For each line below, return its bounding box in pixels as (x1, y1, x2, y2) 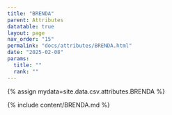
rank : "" (13, 68, 39, 75)
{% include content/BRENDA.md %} (7, 100, 110, 109)
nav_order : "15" (7, 36, 54, 43)
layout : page (7, 29, 45, 37)
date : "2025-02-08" (7, 49, 64, 56)
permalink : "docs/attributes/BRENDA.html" (7, 42, 132, 49)
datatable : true (7, 23, 54, 30)
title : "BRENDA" (7, 10, 54, 17)
